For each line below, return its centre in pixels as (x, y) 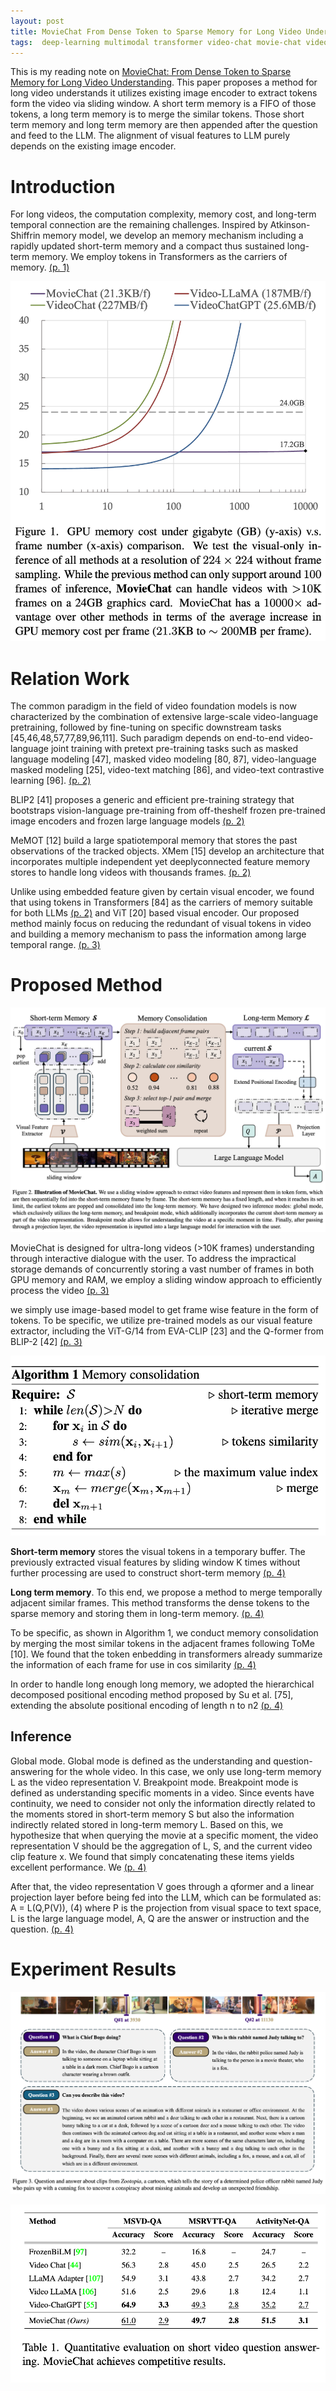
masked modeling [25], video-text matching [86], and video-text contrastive (167, 770)
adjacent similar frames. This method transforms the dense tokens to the (160, 1602)
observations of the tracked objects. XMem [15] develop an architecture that (167, 851)
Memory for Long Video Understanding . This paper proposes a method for (164, 82)
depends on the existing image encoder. (93, 146)
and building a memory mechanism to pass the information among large (158, 934)
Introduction (63, 186)
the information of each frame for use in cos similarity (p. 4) (133, 1664)
